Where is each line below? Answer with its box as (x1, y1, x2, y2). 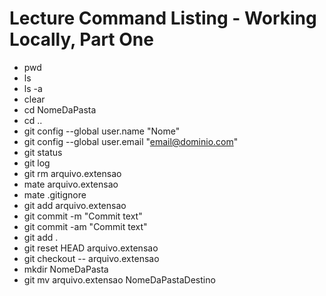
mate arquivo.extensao (23, 178, 119, 190)
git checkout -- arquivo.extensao (23, 252, 160, 264)
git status (23, 146, 63, 158)
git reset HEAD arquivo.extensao (23, 242, 159, 254)
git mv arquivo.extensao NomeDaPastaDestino (23, 273, 216, 286)
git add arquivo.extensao (23, 199, 127, 211)
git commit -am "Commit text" (23, 220, 148, 232)
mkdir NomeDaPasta (23, 263, 109, 275)
